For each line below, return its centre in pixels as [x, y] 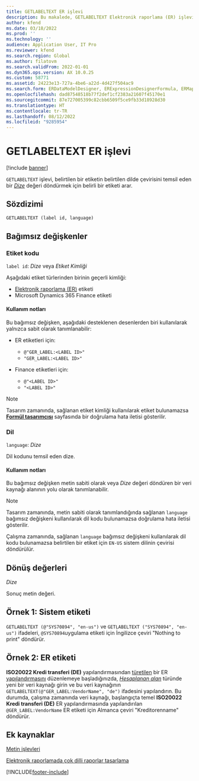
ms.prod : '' [21, 34]
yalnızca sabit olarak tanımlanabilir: [49, 328]
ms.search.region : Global [38, 56]
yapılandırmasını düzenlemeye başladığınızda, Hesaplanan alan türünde [94, 678]
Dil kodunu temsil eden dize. [41, 456]
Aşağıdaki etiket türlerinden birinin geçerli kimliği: [66, 278]
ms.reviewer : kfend [30, 50]
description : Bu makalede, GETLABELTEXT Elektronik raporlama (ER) [91, 17]
